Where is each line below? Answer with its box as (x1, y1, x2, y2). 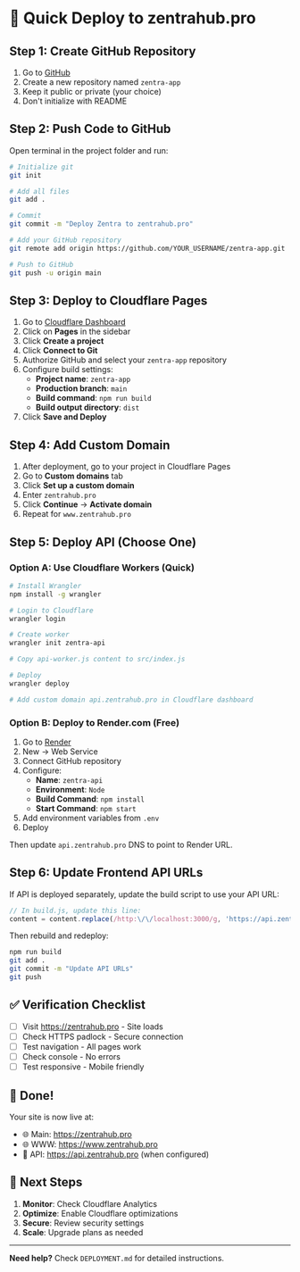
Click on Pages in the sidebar (21, 326, 131, 337)
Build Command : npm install (35, 794, 146, 804)
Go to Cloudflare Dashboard (21, 317, 127, 328)
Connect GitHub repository (21, 755, 122, 766)
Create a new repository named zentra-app (21, 77, 181, 87)
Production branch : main (35, 383, 128, 394)
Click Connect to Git (21, 345, 98, 356)
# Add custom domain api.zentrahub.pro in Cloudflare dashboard (9, 695, 254, 704)
